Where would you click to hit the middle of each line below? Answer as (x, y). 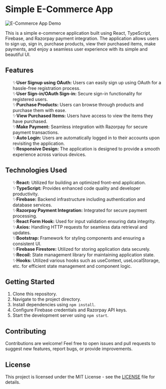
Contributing (26, 331)
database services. (32, 205)
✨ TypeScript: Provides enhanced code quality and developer (76, 188)
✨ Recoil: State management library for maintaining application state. (84, 255)
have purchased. (30, 121)
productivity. (26, 194)
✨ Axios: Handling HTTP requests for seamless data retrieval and (80, 227)
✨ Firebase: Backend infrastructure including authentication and (79, 199)
